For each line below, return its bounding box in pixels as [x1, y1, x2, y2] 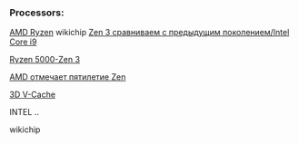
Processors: [9, 6, 65, 19]
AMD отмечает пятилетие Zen [9, 72, 126, 82]
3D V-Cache [9, 89, 56, 101]
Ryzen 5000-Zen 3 [9, 54, 80, 65]
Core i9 [9, 36, 37, 47]
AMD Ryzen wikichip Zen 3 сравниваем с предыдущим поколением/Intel [9, 27, 290, 38]
